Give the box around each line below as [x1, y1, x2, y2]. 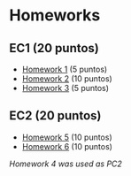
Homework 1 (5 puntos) [21, 64, 108, 74]
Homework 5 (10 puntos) [21, 132, 112, 142]
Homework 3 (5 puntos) [21, 83, 109, 93]
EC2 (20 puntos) [9, 108, 102, 124]
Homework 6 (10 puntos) [21, 141, 113, 151]
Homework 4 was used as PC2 [9, 158, 122, 169]
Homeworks [9, 5, 101, 26]
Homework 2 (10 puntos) [21, 73, 112, 84]
